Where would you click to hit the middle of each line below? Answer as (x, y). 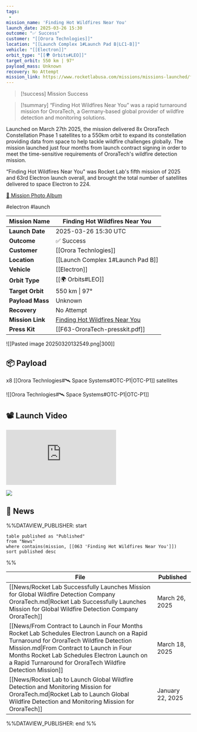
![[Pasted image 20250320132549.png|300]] (61, 344)
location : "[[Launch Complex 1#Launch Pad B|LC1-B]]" (73, 45)
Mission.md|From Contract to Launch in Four (70, 648)
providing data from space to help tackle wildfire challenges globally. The (95, 142)
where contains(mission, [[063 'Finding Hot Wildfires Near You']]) (91, 546)
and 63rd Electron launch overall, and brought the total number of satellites (97, 178)
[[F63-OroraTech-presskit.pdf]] (100, 330)
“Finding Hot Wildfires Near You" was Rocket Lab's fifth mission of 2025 (93, 172)
